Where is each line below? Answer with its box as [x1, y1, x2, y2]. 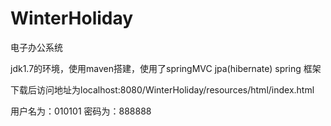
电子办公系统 [10, 41, 63, 53]
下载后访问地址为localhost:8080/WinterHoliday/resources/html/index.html [10, 83, 315, 96]
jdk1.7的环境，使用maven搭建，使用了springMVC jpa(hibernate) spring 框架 [10, 62, 322, 74]
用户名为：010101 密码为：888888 [10, 105, 152, 117]
